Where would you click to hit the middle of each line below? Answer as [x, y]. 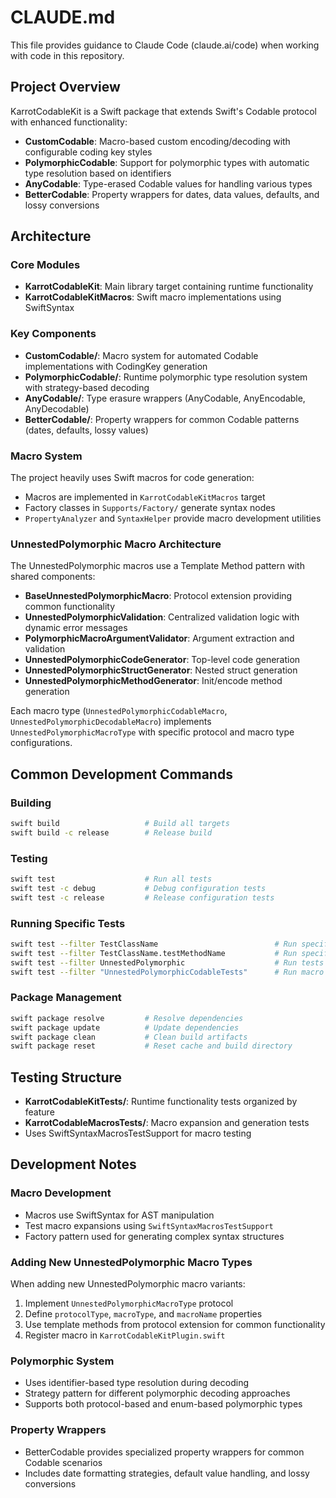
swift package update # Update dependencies [125, 1027]
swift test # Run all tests [111, 879]
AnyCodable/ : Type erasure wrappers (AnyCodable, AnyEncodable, [165, 398]
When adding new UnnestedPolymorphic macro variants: [128, 1284]
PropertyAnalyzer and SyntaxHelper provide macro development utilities [173, 518]
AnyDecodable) [57, 408]
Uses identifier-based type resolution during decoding [136, 1383]
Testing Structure [66, 1077]
